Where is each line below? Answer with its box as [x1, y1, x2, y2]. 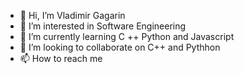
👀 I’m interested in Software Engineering [19, 20, 187, 32]
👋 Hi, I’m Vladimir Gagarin [19, 10, 126, 21]
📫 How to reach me [19, 53, 103, 64]
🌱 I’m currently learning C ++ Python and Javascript [19, 31, 235, 42]
